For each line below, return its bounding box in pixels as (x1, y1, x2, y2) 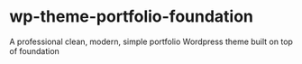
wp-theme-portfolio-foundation (9, 6, 254, 27)
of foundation (9, 45, 60, 56)
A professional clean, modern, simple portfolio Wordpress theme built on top (9, 36, 293, 47)
